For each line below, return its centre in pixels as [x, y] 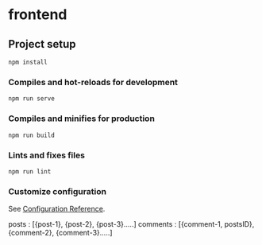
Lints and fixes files [47, 155]
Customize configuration [58, 191]
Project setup [42, 44]
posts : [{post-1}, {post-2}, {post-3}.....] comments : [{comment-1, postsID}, [131, 224]
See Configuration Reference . [57, 209]
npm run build [32, 135]
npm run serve [32, 99]
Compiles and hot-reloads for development [93, 82]
